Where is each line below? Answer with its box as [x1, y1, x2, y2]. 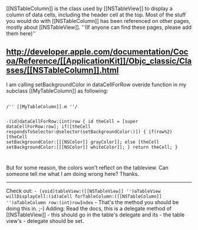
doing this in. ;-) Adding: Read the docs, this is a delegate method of [6, 205, 172, 212]
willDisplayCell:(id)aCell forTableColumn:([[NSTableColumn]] [6, 194, 162, 199]
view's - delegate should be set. [6, 217, 84, 224]
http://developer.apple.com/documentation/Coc [6, 47, 189, 57]
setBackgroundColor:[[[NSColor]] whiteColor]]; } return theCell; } [6, 144, 178, 150]
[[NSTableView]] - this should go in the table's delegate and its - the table [6, 211, 185, 218]
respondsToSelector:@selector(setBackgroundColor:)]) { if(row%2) [6, 129, 173, 135]
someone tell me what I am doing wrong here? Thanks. [6, 170, 140, 177]
